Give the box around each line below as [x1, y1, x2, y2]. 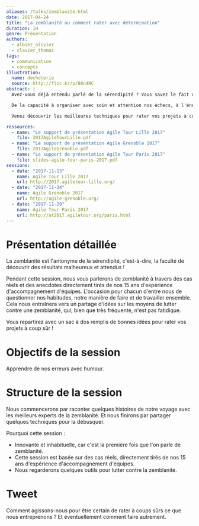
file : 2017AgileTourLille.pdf [17, 135, 92, 141]
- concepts [11, 64, 38, 70]
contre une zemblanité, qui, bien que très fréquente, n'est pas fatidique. [6, 307, 181, 314]
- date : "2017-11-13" [11, 168, 65, 174]
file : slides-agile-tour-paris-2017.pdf [17, 157, 118, 163]
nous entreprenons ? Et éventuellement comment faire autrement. [6, 514, 167, 521]
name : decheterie [11, 75, 54, 81]
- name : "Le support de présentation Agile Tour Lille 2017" [11, 129, 166, 136]
